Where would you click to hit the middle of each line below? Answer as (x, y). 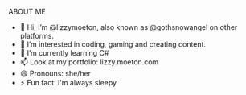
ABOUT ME (27, 12)
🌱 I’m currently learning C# (64, 53)
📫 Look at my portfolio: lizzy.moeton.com (89, 62)
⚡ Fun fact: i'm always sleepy (68, 83)
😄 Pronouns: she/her (55, 73)
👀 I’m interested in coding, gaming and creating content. (113, 44)
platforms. (37, 36)
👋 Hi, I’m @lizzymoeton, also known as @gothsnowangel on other (129, 27)
